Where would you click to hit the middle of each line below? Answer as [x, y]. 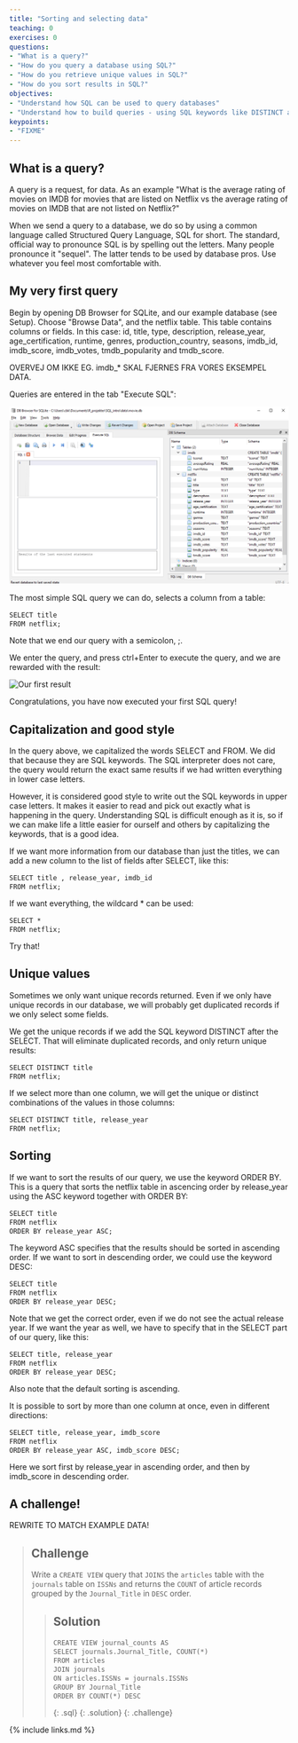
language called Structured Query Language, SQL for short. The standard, [145, 234]
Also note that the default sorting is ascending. [94, 1388]
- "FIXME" [27, 131]
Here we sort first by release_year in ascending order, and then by [129, 1467]
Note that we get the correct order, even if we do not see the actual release [146, 1318]
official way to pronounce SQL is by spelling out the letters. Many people [142, 244]
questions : [29, 47]
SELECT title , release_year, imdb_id [81, 878]
